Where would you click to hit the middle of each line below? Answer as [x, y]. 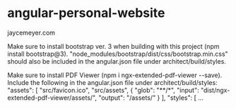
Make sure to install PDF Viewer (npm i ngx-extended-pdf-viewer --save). [115, 75]
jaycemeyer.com [31, 33]
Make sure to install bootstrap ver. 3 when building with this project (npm [113, 46]
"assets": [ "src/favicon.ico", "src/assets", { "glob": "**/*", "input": [103, 90]
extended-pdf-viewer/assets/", [52, 98]
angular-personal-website [86, 13]
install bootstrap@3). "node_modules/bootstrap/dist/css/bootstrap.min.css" [118, 54]
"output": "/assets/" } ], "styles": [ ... [151, 98]
